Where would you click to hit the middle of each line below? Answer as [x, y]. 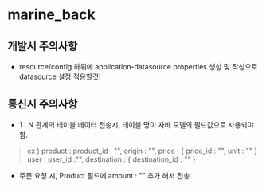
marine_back [52, 15]
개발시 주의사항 [43, 46]
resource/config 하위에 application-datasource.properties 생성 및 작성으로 [138, 67]
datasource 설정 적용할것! [60, 76]
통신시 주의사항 [43, 104]
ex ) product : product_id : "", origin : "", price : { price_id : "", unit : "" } [142, 151]
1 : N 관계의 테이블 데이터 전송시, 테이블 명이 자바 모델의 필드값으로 [123, 124]
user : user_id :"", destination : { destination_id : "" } [111, 159]
